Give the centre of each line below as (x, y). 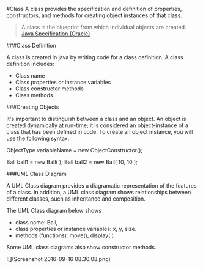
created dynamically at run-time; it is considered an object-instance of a (97, 125)
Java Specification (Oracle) (56, 34)
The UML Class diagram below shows (54, 211)
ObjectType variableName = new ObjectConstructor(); (74, 150)
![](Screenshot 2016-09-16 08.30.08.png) (59, 259)
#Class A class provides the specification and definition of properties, (94, 9)
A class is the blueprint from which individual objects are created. (104, 27)
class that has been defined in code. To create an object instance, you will (100, 132)
